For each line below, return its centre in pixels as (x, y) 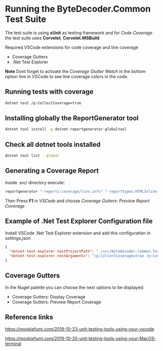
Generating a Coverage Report (52, 171)
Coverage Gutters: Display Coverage (49, 297)
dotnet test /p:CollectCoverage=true (43, 103)
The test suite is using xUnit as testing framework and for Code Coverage (79, 33)
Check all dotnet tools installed (53, 144)
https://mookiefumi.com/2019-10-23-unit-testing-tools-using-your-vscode (80, 329)
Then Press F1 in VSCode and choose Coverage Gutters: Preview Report (77, 201)
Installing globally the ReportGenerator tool (72, 118)
